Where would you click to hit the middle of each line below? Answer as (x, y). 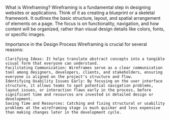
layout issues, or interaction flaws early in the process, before (78, 90)
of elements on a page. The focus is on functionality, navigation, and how (82, 23)
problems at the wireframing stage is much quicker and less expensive (83, 108)
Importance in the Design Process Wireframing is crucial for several (76, 44)
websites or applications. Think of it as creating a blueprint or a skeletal (80, 13)
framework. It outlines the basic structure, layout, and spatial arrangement (83, 18)
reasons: (15, 50)
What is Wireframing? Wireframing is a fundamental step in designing (78, 7)
